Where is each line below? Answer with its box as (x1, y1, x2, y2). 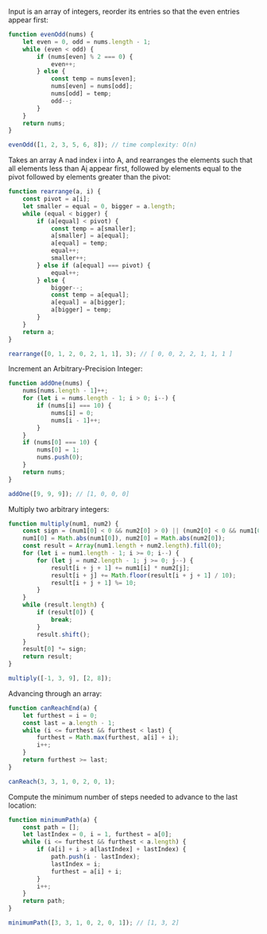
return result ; (22, 653, 73, 661)
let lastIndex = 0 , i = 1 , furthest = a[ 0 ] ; (22, 831, 172, 839)
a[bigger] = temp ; (50, 306, 112, 314)
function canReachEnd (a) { (8, 703, 98, 712)
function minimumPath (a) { (8, 816, 98, 824)
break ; (50, 615, 73, 623)
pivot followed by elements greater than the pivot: (8, 172, 171, 182)
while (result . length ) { (22, 601, 105, 609)
